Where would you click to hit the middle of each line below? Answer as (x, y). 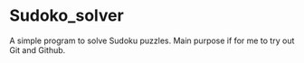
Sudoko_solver (66, 16)
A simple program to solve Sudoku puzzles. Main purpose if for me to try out (152, 40)
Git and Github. (38, 49)
